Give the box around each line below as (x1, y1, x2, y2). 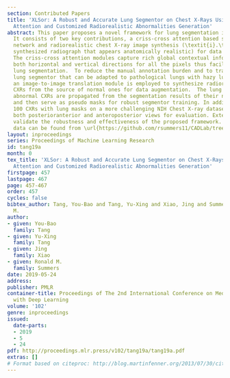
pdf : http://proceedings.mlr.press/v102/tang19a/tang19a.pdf (7, 347, 186, 355)
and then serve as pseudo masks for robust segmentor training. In (13, 99, 210, 106)
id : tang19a (7, 144, 41, 151)
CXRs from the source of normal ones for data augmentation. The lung (13, 86, 222, 93)
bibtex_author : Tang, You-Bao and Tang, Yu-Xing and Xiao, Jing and (7, 201, 207, 208)
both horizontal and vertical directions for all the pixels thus (13, 61, 207, 68)
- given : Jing (7, 246, 48, 253)
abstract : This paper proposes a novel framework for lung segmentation (7, 29, 219, 36)
